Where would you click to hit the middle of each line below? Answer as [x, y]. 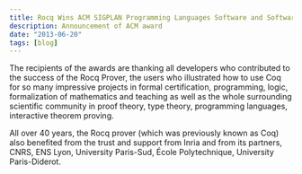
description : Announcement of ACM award [86, 26]
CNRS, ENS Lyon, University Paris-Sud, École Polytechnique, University [142, 152]
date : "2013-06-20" [46, 34]
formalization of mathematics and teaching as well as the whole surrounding [151, 97]
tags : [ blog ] [34, 43]
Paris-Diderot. [35, 161]
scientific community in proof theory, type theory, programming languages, [148, 106]
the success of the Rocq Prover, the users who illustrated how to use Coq [145, 78]
